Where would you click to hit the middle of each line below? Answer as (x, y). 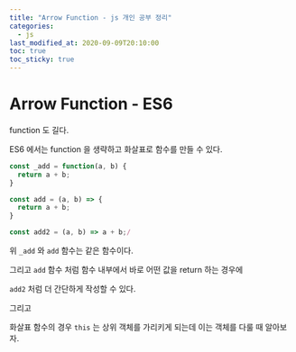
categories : (32, 26)
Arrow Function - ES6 (91, 104)
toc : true (28, 51)
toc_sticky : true (42, 59)
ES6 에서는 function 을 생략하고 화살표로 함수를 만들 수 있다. (116, 149)
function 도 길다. (39, 130)
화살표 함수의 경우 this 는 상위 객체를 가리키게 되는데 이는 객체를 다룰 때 (136, 327)
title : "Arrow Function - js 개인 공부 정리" (91, 18)
